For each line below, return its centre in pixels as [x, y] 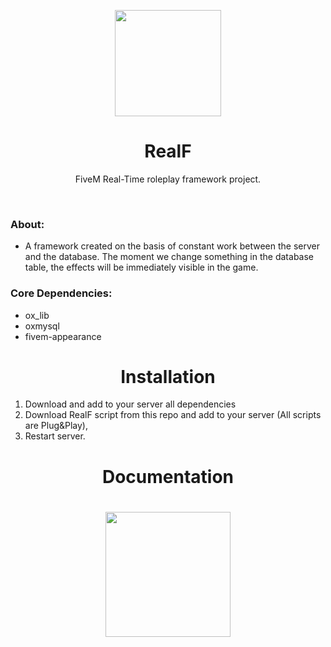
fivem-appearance [63, 336]
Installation [168, 376]
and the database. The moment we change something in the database [169, 257]
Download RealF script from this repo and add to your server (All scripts [173, 415]
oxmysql [42, 326]
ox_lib [37, 315]
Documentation [168, 476]
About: [27, 224]
